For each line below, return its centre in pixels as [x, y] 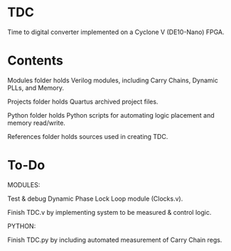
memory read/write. [37, 123]
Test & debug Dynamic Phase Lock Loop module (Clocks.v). [95, 199]
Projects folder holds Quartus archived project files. [83, 101]
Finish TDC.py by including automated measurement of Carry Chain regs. [115, 240]
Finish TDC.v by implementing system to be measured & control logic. [109, 212]
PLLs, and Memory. [36, 88]
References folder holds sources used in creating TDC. [88, 136]
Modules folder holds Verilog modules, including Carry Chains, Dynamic [113, 80]
